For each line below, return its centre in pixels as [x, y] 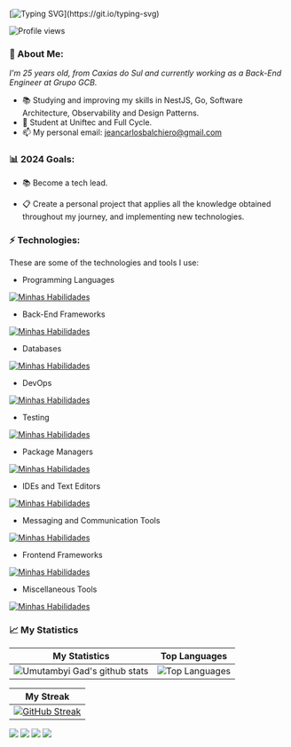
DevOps [37, 382]
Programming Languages [68, 279]
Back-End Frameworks [63, 314]
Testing [36, 417]
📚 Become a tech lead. [65, 183]
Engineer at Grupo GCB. [53, 83]
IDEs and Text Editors [61, 486]
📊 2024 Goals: [42, 160]
